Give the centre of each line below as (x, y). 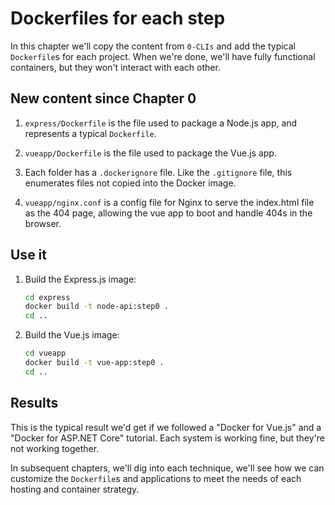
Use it (28, 255)
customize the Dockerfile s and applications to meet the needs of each (156, 478)
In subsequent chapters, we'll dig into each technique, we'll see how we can (167, 468)
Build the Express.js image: (80, 279)
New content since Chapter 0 (103, 98)
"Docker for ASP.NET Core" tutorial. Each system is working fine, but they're (167, 438)
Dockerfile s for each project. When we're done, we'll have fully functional (163, 56)
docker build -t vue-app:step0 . (94, 363)
